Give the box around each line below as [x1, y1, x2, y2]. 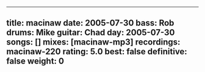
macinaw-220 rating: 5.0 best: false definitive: [6, 46, 187, 57]
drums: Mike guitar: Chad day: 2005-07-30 [6, 27, 175, 38]
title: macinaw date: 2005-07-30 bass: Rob [6, 18, 174, 28]
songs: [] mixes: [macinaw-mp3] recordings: [6, 37, 181, 48]
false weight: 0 [6, 56, 65, 67]
